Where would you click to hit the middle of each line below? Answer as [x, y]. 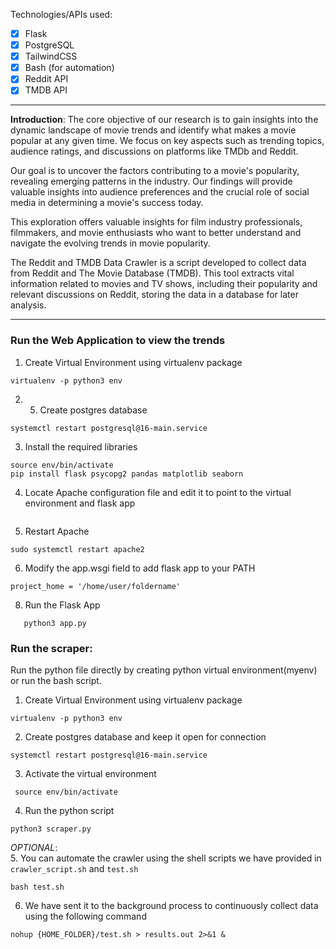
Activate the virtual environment [90, 773]
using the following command [85, 916]
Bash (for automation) [69, 68]
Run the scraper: [51, 648]
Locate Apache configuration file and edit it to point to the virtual [158, 492]
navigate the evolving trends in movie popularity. [110, 243]
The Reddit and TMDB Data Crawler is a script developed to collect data [158, 263]
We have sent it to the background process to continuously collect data [171, 905]
